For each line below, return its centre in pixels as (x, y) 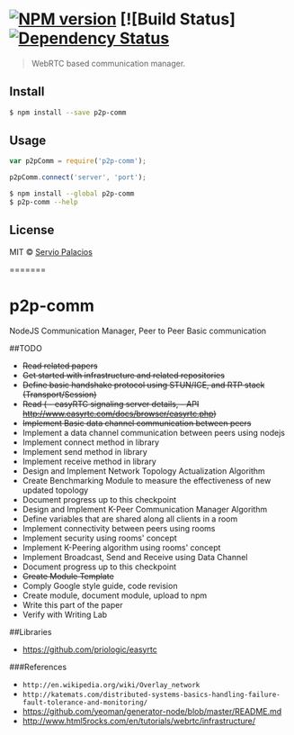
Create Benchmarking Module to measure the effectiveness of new (147, 480)
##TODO (26, 348)
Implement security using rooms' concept (99, 538)
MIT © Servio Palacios (51, 251)
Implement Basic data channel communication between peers (137, 422)
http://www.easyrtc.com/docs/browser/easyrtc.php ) (120, 413)
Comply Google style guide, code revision (100, 585)
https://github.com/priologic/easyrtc (89, 649)
